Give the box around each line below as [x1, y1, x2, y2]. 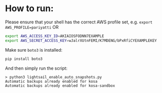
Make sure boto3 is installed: [5, 47, 63, 53]
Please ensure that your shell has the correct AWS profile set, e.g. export [5, 19, 153, 25]
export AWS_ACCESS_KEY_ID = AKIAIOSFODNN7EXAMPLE [5, 34, 105, 38]
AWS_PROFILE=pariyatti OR [5, 24, 59, 30]
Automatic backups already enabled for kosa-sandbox [5, 83, 115, 88]
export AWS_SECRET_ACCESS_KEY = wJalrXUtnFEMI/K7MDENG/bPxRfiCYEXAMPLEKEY [5, 38, 157, 43]
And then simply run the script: [5, 65, 68, 71]
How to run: [5, 3, 54, 14]
